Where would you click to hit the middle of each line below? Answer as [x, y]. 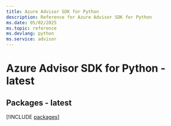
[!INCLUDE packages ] [33, 117]
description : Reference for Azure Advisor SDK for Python [79, 17]
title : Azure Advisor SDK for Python [53, 12]
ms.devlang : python [30, 34]
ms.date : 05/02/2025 [32, 22]
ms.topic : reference [32, 28]
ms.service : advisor [32, 39]
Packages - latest [39, 103]
